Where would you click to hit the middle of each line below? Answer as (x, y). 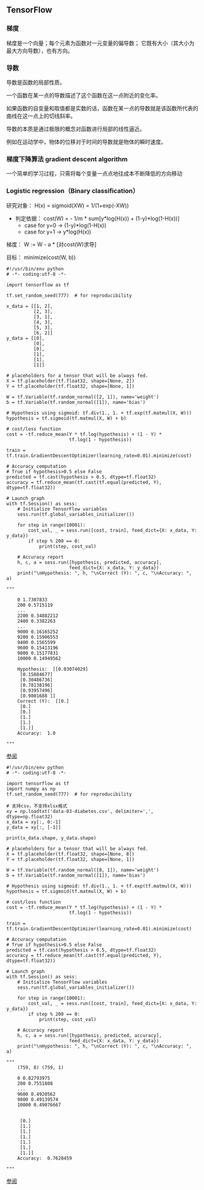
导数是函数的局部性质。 (36, 82)
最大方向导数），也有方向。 (40, 51)
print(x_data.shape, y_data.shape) (51, 838)
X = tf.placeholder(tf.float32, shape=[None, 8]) (71, 854)
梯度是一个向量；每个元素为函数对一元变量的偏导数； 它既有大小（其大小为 (100, 43)
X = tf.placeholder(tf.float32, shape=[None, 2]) (71, 381)
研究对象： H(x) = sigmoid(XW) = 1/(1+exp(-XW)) (68, 205)
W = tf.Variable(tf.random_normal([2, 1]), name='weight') (83, 397)
